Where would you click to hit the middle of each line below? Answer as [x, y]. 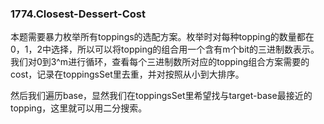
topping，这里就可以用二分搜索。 [79, 108]
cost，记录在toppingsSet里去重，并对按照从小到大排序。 [127, 74]
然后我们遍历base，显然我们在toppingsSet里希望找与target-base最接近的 [161, 96]
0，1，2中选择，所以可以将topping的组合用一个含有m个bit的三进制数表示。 [165, 49]
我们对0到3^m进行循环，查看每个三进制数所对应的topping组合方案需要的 [160, 62]
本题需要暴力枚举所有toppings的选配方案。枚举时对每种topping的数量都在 [162, 37]
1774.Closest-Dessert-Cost [78, 14]
